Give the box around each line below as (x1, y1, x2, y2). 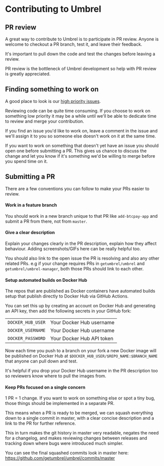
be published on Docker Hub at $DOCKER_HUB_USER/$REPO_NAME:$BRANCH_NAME (5, 353, 158, 359)
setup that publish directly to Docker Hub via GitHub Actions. (5, 293, 129, 299)
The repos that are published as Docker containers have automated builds (5, 288, 156, 294)
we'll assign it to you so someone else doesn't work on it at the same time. (5, 133, 156, 139)
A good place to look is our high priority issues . (5, 98, 101, 104)
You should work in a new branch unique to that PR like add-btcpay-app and (5, 213, 158, 219)
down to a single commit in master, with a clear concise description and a (5, 415, 154, 421)
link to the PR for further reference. (5, 420, 76, 427)
